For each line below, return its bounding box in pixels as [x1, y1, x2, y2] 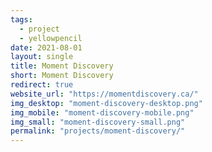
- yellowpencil [19, 33, 83, 43]
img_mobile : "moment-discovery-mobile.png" [10, 107, 195, 118]
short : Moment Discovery [10, 71, 114, 81]
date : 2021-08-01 [10, 42, 83, 53]
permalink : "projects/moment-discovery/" [10, 126, 186, 136]
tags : [10, 14, 33, 25]
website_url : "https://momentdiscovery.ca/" [10, 89, 199, 99]
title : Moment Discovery [10, 61, 114, 71]
